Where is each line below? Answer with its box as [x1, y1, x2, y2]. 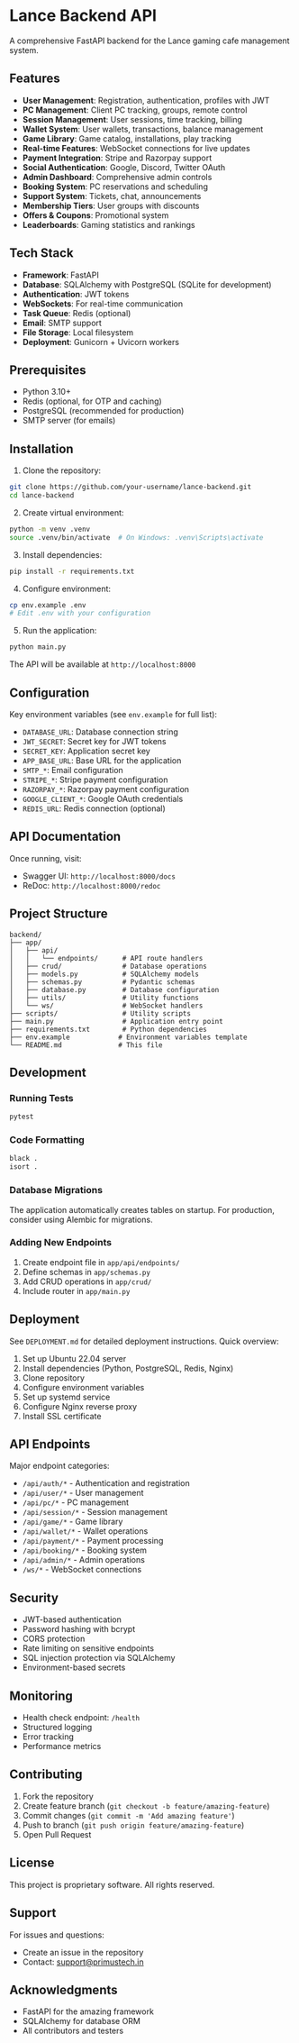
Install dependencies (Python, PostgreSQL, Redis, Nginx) [22, 1363, 234, 1373]
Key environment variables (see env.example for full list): [9, 709, 218, 719]
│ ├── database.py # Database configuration [9, 985, 220, 994]
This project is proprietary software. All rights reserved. [9, 1879, 215, 1890]
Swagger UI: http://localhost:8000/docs [22, 871, 176, 881]
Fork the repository [22, 1791, 95, 1801]
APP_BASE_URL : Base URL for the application [22, 755, 182, 766]
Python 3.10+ [22, 387, 72, 397]
